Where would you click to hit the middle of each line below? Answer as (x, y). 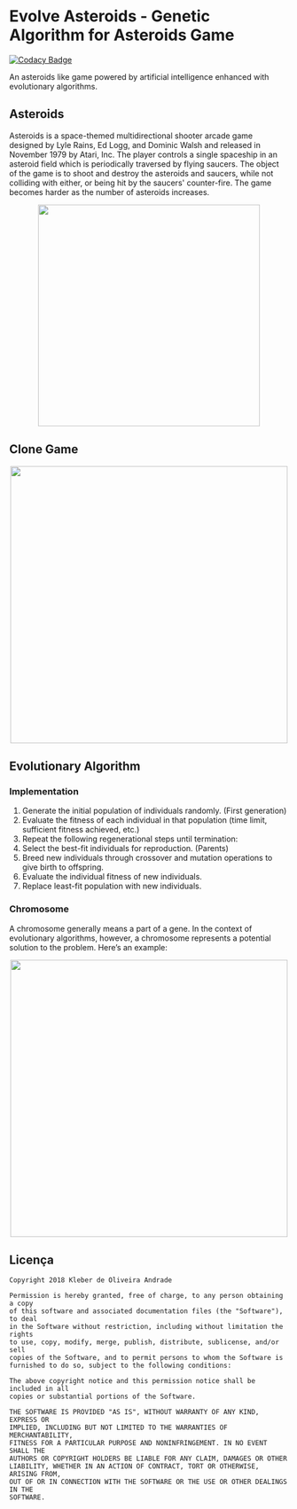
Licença (32, 1259)
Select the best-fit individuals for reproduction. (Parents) (125, 848)
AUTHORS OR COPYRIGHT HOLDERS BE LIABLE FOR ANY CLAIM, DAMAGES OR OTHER (148, 1459)
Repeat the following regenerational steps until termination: (130, 839)
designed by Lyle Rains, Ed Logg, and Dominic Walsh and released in (135, 145)
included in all (39, 1389)
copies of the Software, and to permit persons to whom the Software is (146, 1358)
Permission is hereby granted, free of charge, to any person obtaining (146, 1296)
